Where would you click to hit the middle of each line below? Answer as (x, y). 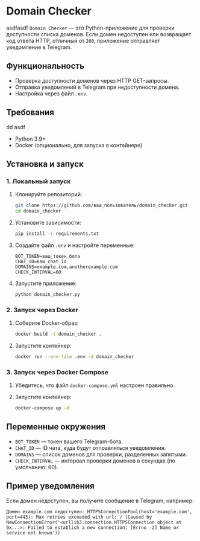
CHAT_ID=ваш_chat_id (41, 261)
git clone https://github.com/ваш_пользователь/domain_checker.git (101, 206)
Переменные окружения (56, 427)
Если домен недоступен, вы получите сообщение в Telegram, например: (100, 501)
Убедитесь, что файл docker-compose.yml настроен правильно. (95, 385)
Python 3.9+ (30, 139)
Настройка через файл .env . (51, 93)
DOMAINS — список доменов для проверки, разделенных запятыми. (101, 454)
